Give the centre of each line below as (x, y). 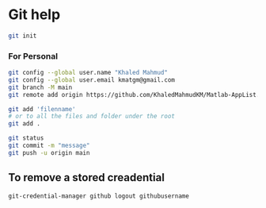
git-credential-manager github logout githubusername (99, 196)
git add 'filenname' (42, 109)
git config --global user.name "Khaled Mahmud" (88, 73)
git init (23, 36)
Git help (34, 15)
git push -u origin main (49, 152)
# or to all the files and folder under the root (92, 117)
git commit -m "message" (49, 146)
